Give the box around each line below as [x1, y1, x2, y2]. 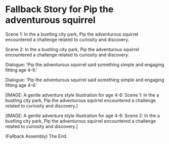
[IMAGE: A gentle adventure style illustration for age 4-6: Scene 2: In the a [5, 113, 160, 119]
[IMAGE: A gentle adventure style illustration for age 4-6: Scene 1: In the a [5, 92, 159, 98]
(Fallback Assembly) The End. [5, 133, 68, 139]
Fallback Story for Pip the [5, 4, 114, 15]
